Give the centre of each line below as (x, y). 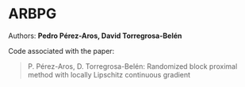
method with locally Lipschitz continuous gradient (109, 74)
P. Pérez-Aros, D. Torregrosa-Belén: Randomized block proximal (132, 66)
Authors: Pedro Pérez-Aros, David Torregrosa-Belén (95, 36)
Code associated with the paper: (61, 51)
